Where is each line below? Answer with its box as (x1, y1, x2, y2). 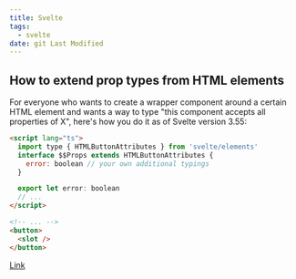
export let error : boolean (17, 184, 120, 193)
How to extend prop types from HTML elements (9, 72, 285, 88)
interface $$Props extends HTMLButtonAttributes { (17, 150, 214, 160)
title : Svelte (9, 13, 64, 23)
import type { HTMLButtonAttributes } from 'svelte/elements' (17, 142, 259, 151)
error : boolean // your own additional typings (26, 159, 209, 169)
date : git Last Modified (9, 38, 104, 48)
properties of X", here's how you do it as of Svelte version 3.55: (9, 116, 248, 128)
